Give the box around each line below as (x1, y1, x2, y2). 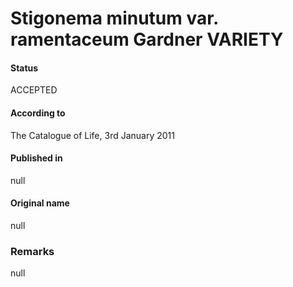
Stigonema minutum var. (10, 7, 219, 30)
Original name (10, 197, 70, 209)
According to (10, 107, 66, 119)
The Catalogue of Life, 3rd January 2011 (10, 129, 175, 141)
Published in (10, 152, 63, 164)
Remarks (10, 244, 55, 258)
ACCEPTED (10, 84, 58, 96)
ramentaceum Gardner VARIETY (10, 28, 284, 51)
